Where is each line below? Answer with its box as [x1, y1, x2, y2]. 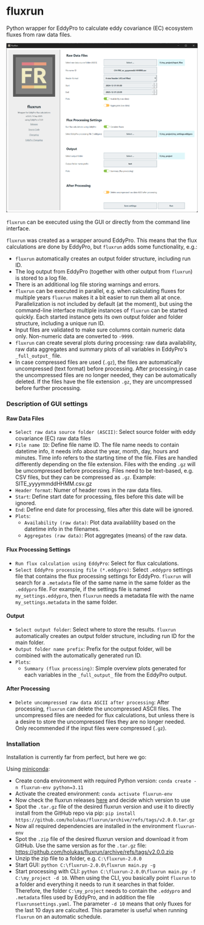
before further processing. [15, 385, 82, 392]
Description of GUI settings [6, 400, 88, 408]
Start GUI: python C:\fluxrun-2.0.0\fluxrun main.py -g [15, 861, 156, 869]
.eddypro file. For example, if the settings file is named [15, 585, 151, 592]
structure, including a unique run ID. [15, 320, 105, 327]
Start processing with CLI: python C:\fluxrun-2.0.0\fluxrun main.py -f [15, 868, 196, 875]
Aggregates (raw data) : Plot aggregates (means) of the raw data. [24, 532, 187, 539]
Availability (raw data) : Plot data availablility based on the [24, 519, 176, 526]
